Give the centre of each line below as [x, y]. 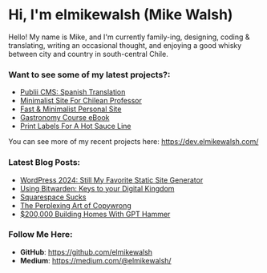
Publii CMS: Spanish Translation [73, 92]
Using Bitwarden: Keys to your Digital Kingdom [97, 188]
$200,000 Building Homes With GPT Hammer [95, 214]
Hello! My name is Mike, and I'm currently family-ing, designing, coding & [129, 37]
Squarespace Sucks [53, 197]
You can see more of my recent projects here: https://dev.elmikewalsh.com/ [133, 142]
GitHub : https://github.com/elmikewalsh [86, 252]
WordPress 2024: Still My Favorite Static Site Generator [111, 180]
